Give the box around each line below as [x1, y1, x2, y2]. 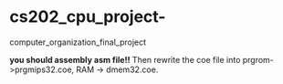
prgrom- [242, 54, 274, 65]
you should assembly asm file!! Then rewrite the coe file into [9, 54, 241, 65]
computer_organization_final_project [9, 37, 147, 47]
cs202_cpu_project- [9, 6, 166, 27]
